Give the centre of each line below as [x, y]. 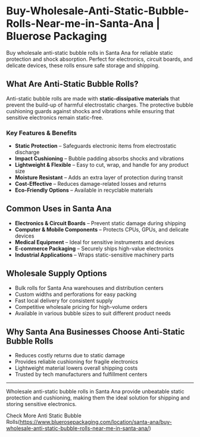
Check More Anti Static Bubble [44, 416]
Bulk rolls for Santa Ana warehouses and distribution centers [89, 288]
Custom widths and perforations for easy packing [76, 294]
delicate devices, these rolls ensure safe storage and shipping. [83, 65]
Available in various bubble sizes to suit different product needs [93, 313]
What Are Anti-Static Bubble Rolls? [72, 84]
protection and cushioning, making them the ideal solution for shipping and [98, 398]
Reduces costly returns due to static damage [70, 355]
